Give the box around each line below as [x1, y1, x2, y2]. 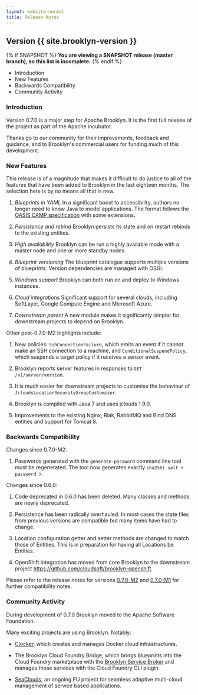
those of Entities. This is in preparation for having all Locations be [14, 541, 174, 548]
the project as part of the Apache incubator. [6, 122, 113, 130]
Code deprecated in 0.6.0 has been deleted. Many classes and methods [14, 493, 190, 500]
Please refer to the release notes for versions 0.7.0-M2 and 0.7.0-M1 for [6, 577, 180, 584]
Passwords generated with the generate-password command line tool [14, 457, 181, 465]
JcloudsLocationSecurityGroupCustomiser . [14, 388, 117, 396]
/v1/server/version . [14, 371, 64, 378]
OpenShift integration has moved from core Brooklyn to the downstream [14, 559, 190, 566]
